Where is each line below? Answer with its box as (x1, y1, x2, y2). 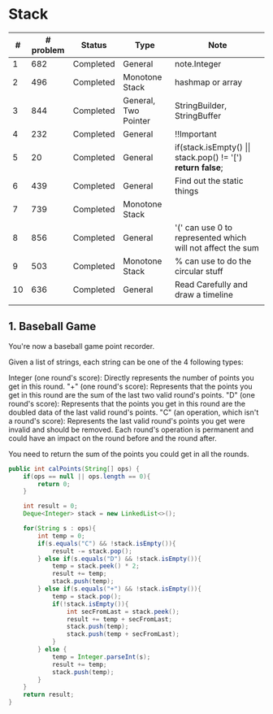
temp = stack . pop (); (51, 592, 122, 600)
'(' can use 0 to (174, 221, 233, 233)
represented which (174, 232, 247, 243)
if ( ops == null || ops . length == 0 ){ (23, 472, 151, 481)
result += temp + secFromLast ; (66, 615, 173, 623)
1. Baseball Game (8, 320, 97, 333)
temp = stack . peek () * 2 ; (51, 562, 140, 570)
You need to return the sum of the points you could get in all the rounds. (8, 449, 249, 459)
